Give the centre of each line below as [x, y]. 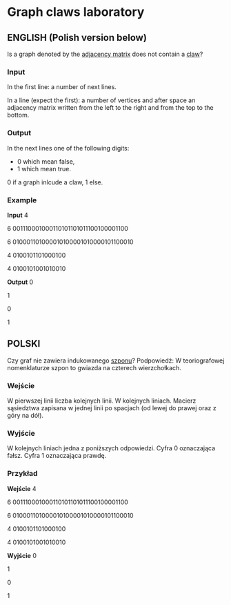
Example [22, 200]
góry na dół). [25, 415]
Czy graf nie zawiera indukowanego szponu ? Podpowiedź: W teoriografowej [116, 361]
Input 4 [18, 215]
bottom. [18, 115]
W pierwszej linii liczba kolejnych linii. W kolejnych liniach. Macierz [102, 401]
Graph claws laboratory [76, 12]
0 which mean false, [46, 161]
